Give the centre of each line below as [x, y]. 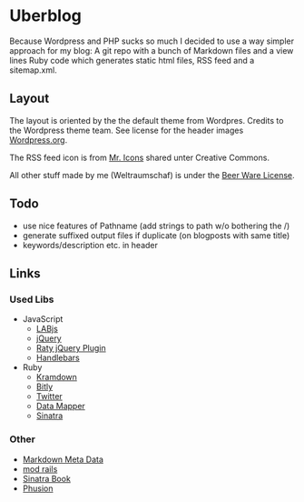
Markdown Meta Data [63, 459]
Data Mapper [61, 407]
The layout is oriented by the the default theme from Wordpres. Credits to [147, 120]
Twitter [49, 397]
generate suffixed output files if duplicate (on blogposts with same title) [156, 235]
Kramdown [56, 377]
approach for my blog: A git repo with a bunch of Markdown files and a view [152, 50]
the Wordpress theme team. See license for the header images [127, 130]
